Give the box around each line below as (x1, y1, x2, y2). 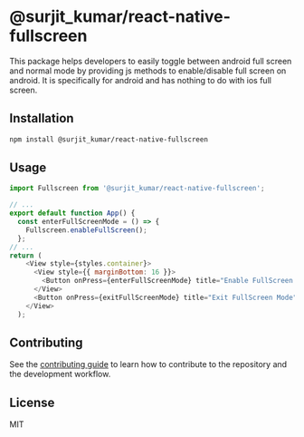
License (9, 394, 55, 410)
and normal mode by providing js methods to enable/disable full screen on (9, 65, 287, 76)
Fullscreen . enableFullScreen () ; (25, 225, 147, 235)
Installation (9, 111, 74, 126)
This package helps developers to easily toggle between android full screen (9, 55, 292, 66)
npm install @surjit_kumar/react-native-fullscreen (9, 134, 208, 144)
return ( (9, 251, 43, 260)
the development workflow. (9, 369, 111, 380)
